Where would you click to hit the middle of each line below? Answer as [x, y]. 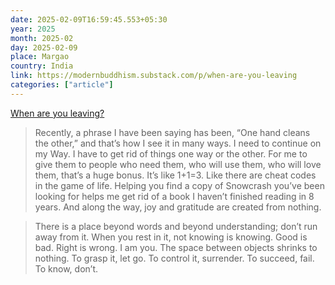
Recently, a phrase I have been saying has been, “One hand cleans [172, 132]
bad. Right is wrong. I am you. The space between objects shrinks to [176, 247]
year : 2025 [33, 29]
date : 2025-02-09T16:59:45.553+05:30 [89, 19]
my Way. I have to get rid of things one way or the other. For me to [171, 153]
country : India [42, 66]
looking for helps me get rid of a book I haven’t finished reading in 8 [174, 196]
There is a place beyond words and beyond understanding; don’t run [176, 226]
